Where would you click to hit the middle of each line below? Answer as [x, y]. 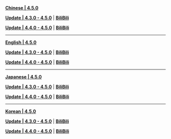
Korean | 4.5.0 [21, 111]
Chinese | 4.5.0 [22, 8]
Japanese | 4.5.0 [24, 77]
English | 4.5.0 [21, 42]
